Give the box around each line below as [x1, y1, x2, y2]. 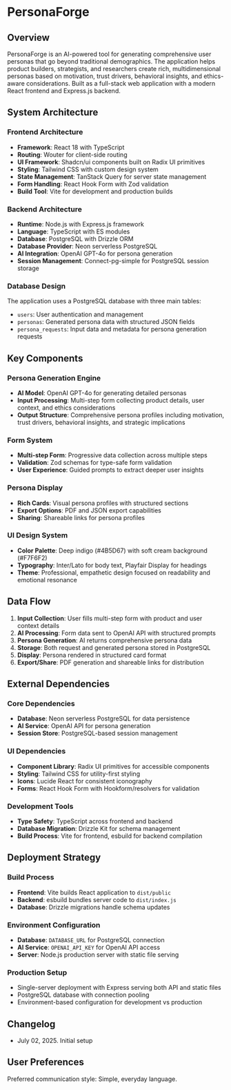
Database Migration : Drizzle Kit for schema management [17, 824, 181, 832]
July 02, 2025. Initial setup [17, 1037, 93, 1045]
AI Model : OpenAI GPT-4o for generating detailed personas [17, 388, 187, 397]
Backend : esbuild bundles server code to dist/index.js [17, 895, 177, 903]
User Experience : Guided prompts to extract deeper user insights [17, 466, 204, 474]
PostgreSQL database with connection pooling [17, 991, 150, 999]
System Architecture [7, 106, 99, 118]
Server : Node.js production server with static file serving [17, 950, 179, 959]
